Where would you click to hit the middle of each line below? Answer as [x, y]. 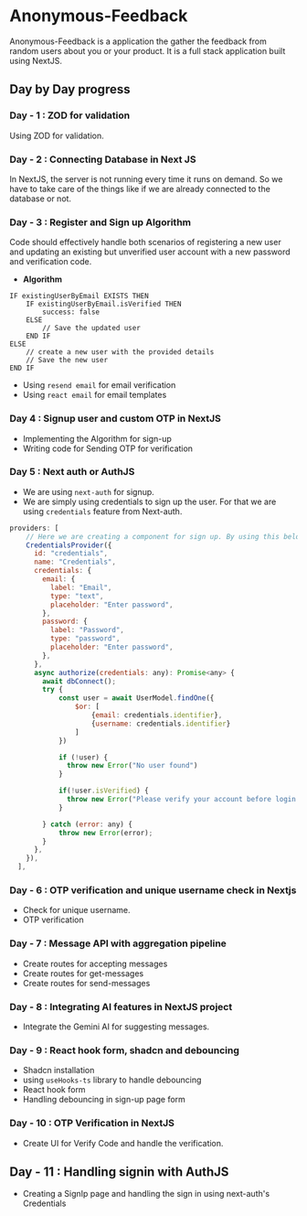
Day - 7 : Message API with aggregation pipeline [118, 943]
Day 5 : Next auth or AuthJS [72, 472]
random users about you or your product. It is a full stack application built [148, 50]
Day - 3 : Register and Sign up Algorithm [101, 222]
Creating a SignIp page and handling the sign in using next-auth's [146, 1194]
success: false [71, 312]
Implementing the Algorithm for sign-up [97, 438]
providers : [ [34, 528]
